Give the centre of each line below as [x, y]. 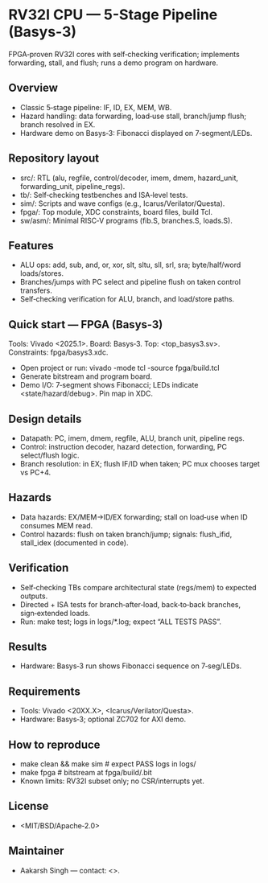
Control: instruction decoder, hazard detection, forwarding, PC [124, 447]
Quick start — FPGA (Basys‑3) [86, 324]
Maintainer [36, 851]
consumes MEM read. [56, 525]
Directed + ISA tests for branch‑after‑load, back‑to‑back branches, [130, 604]
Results [28, 647]
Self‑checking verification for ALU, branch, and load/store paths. [127, 299]
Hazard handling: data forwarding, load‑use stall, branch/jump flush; [133, 116]
